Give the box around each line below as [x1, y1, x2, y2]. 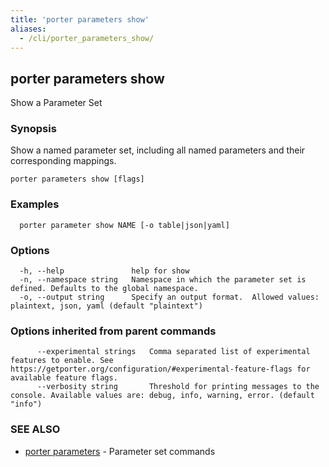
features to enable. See [10, 356, 114, 366]
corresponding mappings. [10, 155, 117, 167]
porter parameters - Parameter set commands [24, 445, 216, 457]
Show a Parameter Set [10, 97, 103, 109]
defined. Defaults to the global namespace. [10, 284, 199, 294]
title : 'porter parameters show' [10, 14, 150, 25]
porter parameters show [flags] [10, 174, 145, 185]
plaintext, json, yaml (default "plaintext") [10, 301, 203, 311]
